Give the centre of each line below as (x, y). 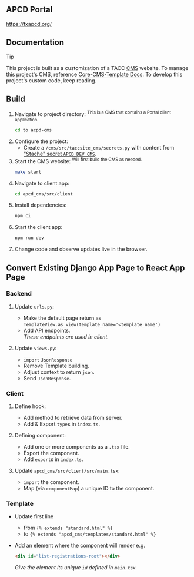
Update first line (34, 516)
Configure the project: (41, 141)
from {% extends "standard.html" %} (68, 528)
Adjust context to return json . (59, 372)
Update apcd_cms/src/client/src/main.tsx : (67, 471)
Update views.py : (36, 348)
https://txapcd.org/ (29, 24)
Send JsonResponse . (47, 378)
